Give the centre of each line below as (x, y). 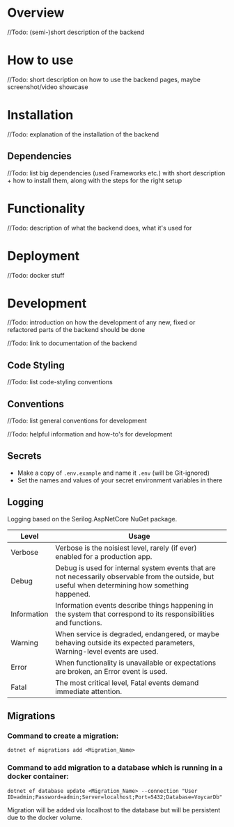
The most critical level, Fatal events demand (127, 682)
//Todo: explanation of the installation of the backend (83, 134)
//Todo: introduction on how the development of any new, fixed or (101, 322)
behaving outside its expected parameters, (125, 643)
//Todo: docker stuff (36, 275)
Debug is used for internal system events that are (135, 567)
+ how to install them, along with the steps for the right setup (95, 180)
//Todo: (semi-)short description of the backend (76, 32)
